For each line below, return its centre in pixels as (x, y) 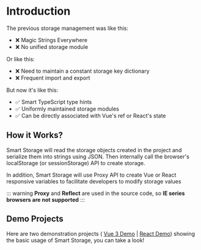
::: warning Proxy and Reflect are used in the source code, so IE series (96, 193)
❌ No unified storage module (52, 46)
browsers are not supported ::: (46, 199)
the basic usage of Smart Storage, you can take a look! (75, 240)
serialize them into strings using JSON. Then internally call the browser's (98, 156)
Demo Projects (35, 219)
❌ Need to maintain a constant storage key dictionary (82, 71)
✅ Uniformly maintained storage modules (67, 109)
